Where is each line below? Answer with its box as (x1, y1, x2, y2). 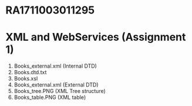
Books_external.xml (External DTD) (14, 81, 99, 88)
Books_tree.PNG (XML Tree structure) (14, 88, 106, 95)
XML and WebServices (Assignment (5, 31, 186, 44)
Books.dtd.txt (14, 69, 47, 76)
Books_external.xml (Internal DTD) (14, 62, 97, 69)
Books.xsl (14, 75, 38, 82)
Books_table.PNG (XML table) (14, 94, 86, 101)
